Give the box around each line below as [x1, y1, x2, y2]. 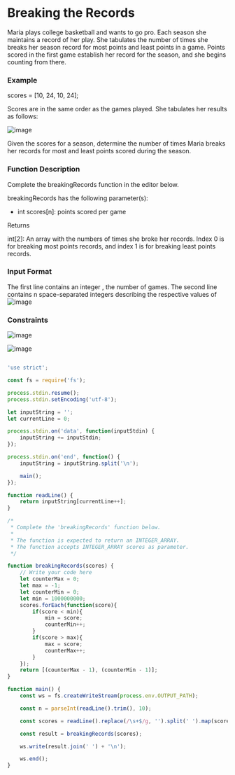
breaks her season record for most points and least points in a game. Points [7, 43, 225, 51]
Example [7, 75, 38, 85]
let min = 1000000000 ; [20, 595, 86, 602]
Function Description [7, 165, 80, 174]
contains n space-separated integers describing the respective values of [7, 290, 217, 298]
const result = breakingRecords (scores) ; [20, 730, 142, 737]
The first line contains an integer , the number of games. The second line [7, 282, 218, 291]
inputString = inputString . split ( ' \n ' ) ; [20, 460, 139, 467]
